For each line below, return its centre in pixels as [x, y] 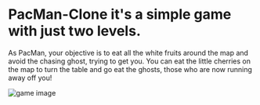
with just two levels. [74, 31]
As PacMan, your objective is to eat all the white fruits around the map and [128, 52]
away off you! [30, 78]
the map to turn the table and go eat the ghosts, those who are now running [130, 69]
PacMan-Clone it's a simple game [120, 14]
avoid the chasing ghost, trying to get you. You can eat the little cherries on [130, 61]
